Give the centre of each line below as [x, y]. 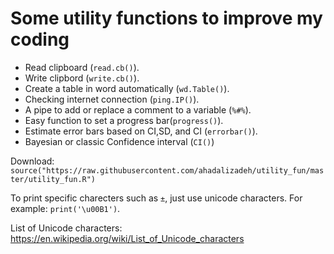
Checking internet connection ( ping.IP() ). [112, 99]
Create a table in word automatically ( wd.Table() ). [127, 88]
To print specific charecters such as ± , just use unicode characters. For [156, 198]
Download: [32, 161]
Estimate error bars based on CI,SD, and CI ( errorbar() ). [141, 131]
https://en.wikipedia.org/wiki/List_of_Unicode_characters [127, 238]
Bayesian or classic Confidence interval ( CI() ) [119, 141]
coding [40, 39]
